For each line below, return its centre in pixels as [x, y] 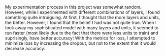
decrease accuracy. [25, 48]
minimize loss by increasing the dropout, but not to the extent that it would [81, 43]
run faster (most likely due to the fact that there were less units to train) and [82, 33]
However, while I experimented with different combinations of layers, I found [82, 12]
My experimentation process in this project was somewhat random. [73, 7]
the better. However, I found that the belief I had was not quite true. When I [81, 22]
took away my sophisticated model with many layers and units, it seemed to [82, 28]
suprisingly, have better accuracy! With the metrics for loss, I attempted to [80, 38]
